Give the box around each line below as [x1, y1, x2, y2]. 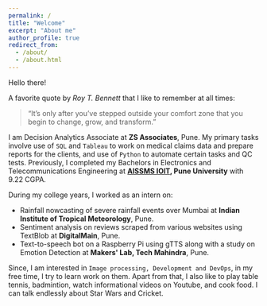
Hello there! [8, 77, 46, 87]
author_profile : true [8, 33, 80, 42]
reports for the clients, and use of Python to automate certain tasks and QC [8, 149, 253, 159]
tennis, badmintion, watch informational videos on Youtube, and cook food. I [8, 280, 258, 289]
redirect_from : [8, 41, 59, 49]
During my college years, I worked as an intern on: [8, 190, 173, 199]
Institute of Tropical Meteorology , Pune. [19, 214, 154, 223]
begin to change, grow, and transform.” [27, 117, 157, 126]
